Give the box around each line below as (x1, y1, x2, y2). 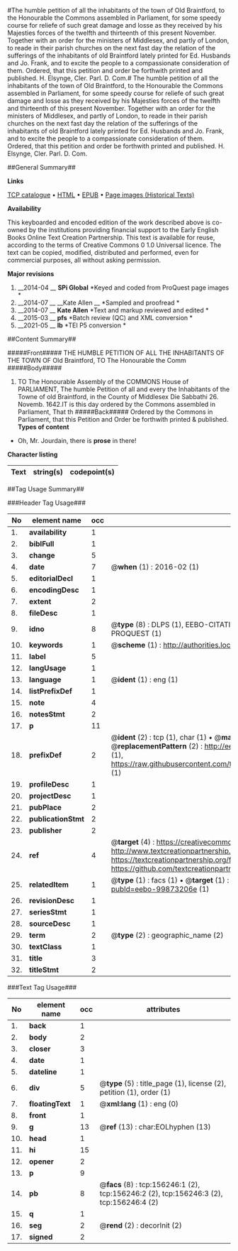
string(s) (33, 467, 64, 476)
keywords (29, 640, 64, 650)
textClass (29, 942, 62, 951)
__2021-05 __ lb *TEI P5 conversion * (17, 321, 126, 329)
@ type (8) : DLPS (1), (110, 620, 184, 629)
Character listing (7, 450, 58, 459)
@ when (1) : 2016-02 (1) (110, 562, 200, 572)
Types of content (17, 422, 69, 431)
